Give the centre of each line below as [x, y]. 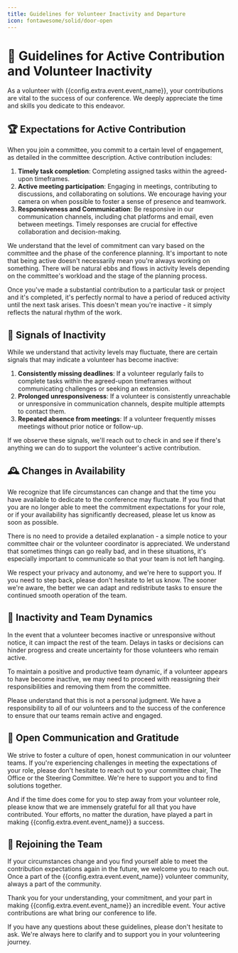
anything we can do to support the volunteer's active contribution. [104, 448]
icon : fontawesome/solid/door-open [60, 21]
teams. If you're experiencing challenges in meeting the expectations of [112, 763]
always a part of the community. [54, 884]
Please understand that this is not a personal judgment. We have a [104, 700]
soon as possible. [33, 522]
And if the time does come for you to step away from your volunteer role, [114, 799]
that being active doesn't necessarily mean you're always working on [109, 261]
